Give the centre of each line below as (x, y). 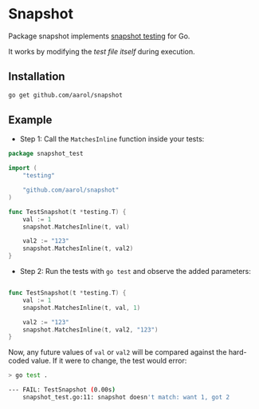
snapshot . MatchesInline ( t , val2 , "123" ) (90, 330)
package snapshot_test (46, 154)
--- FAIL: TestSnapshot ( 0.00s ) (62, 390)
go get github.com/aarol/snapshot (66, 95)
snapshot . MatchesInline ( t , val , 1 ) (82, 308)
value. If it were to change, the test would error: (109, 361)
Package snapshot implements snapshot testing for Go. (99, 36)
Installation (37, 77)
